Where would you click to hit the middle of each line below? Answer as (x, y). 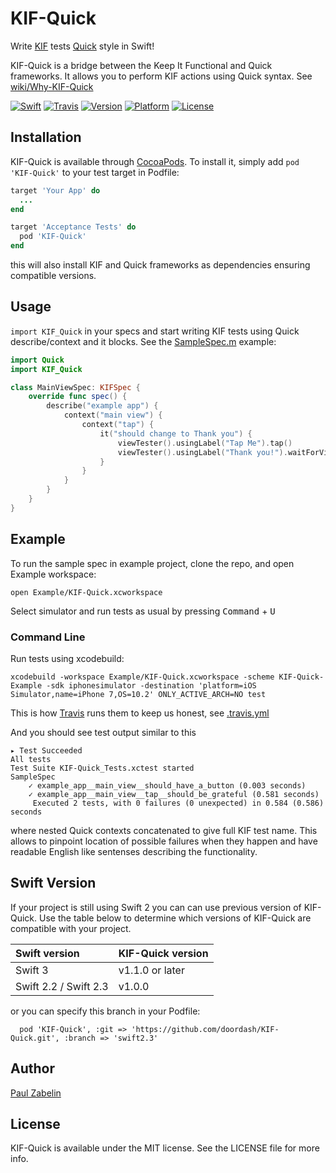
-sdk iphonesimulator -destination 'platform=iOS (151, 685)
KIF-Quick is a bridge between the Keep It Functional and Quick (141, 65)
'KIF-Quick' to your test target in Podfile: (95, 172)
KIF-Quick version (163, 953)
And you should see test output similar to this (103, 732)
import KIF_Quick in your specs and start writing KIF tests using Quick (155, 331)
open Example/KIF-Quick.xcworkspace (86, 592)
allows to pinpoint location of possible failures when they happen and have (164, 841)
